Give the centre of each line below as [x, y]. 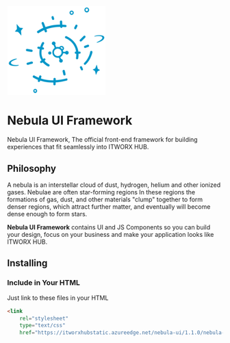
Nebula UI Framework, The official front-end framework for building [102, 140]
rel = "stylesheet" [44, 318]
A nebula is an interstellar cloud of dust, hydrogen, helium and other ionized [114, 185]
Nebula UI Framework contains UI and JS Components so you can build [109, 227]
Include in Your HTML [43, 283]
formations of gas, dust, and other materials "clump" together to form [105, 200]
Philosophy [32, 168]
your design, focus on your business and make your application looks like [111, 235]
